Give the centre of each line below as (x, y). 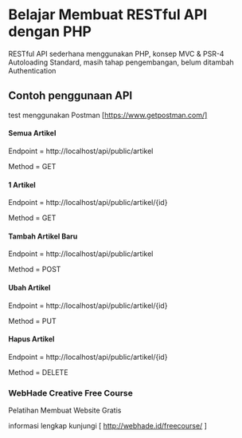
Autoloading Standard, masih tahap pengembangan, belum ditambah (121, 62)
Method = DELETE (39, 372)
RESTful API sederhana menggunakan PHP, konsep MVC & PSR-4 (116, 53)
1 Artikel (22, 184)
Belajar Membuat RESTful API (108, 15)
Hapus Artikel (31, 339)
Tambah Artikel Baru (43, 236)
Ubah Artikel (29, 287)
